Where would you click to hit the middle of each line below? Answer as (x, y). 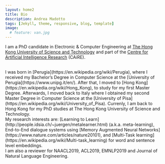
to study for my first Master (122, 88)
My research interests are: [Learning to (45, 119)
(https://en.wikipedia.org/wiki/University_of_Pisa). (56, 103)
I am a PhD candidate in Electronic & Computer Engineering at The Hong (79, 47)
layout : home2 (20, 10)
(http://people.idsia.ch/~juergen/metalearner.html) (56, 124)
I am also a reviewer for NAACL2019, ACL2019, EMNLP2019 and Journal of (81, 151)
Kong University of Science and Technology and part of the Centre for (77, 52)
